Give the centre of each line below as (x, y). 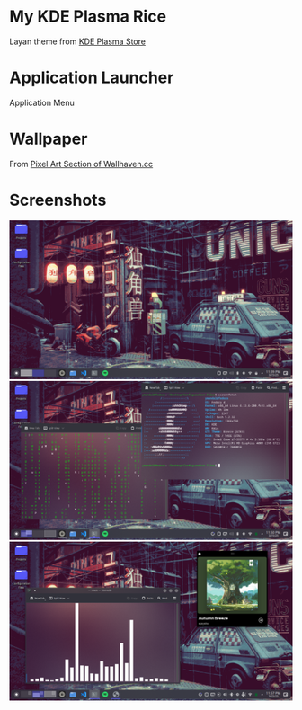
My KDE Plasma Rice (88, 17)
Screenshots (58, 200)
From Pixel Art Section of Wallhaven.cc (81, 164)
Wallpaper (49, 139)
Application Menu (42, 102)
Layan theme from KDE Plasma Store (78, 41)
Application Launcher (92, 78)
